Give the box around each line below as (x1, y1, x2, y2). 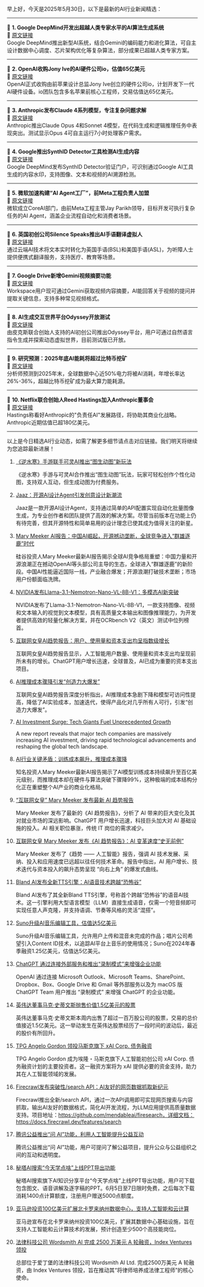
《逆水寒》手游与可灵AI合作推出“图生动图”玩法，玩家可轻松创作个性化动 (15, 471, 196, 478)
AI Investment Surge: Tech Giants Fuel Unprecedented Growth (15, 718, 171, 725)
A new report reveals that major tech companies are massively (15, 730, 172, 737)
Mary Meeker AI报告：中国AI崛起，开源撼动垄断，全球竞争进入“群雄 (15, 532, 185, 539)
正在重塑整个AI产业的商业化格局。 (21, 784, 107, 790)
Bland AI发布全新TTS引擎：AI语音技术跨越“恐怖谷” (15, 878, 142, 885)
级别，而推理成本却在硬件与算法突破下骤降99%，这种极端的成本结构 (21, 776, 192, 783)
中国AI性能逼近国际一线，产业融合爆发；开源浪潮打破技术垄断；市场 (26, 568, 196, 575)
